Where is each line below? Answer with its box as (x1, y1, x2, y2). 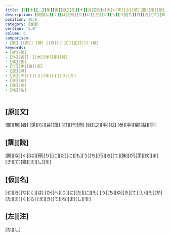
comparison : (5, 36, 30, 41)
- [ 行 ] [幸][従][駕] (5, 64, 44, 69)
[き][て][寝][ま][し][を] (5, 159, 52, 165)
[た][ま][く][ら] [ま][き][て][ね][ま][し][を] (5, 195, 91, 202)
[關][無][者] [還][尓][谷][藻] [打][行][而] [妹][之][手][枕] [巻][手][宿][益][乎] (5, 122, 156, 128)
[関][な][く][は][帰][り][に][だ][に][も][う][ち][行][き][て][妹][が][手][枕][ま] (5, 152, 159, 159)
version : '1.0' (5, 26, 37, 31)
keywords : (5, 45, 26, 50)
